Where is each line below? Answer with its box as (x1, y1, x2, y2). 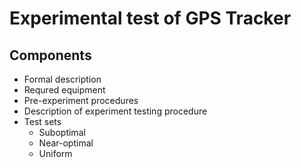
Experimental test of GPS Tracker (9, 7, 292, 30)
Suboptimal (38, 127, 86, 138)
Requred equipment (23, 84, 106, 96)
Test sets (23, 116, 62, 127)
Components (9, 47, 92, 64)
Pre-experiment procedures (23, 95, 139, 106)
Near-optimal (38, 137, 94, 149)
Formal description (23, 73, 102, 85)
